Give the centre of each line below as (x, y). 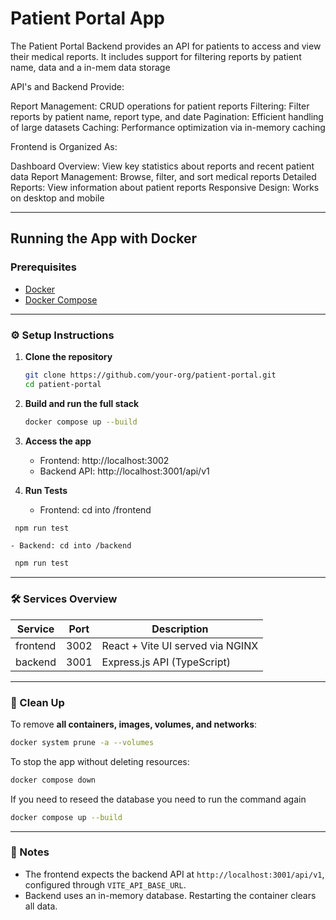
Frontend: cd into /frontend (95, 509)
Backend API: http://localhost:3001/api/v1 (124, 471)
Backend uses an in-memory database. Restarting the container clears (170, 895)
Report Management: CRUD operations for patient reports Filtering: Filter (160, 106)
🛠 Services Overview (64, 599)
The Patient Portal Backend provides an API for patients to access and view (166, 46)
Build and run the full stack (82, 403)
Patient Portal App (87, 18)
